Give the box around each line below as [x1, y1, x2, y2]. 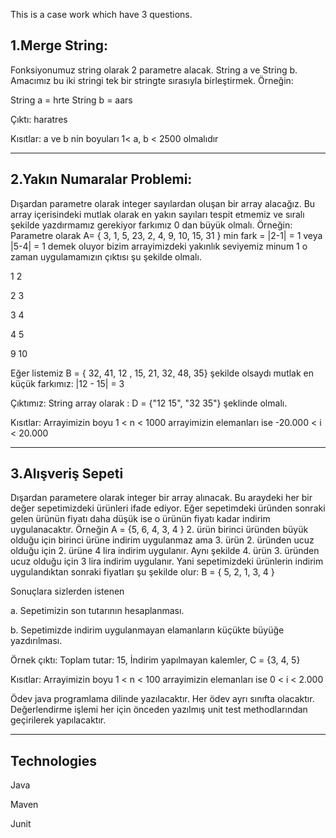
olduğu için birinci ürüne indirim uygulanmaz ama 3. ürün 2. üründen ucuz [10, 534, 315, 546]
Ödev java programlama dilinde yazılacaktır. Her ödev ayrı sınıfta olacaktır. [10, 693, 315, 705]
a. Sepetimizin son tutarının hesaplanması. [10, 605, 185, 617]
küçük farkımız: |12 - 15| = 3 [10, 377, 125, 389]
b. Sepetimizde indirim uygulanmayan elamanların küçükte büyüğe [10, 624, 285, 636]
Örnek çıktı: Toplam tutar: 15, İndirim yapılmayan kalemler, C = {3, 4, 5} [10, 654, 301, 666]
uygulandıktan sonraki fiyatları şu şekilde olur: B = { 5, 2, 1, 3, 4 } [10, 566, 275, 578]
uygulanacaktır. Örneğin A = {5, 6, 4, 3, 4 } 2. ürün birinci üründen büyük [10, 524, 309, 536]
